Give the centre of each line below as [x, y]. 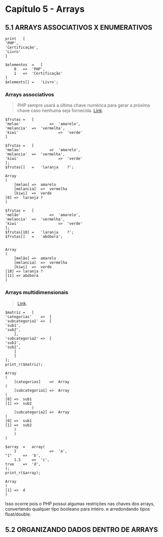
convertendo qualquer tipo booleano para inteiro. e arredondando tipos [78, 509]
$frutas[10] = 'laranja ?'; [40, 232]
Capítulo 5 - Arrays [45, 9]
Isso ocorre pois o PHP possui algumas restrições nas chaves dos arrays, [80, 503]
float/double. [18, 514]
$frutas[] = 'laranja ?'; [40, 167]
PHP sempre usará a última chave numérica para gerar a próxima [83, 106]
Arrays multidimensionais [37, 292]
